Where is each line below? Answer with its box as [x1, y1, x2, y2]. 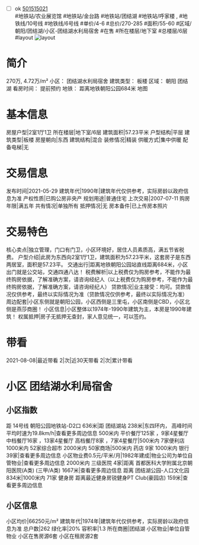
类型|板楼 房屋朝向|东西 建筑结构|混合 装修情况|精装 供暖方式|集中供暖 [11, 136, 182, 143]
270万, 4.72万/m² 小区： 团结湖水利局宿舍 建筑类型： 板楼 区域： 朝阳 [6, 77, 176, 84]
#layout [14, 34, 34, 41]
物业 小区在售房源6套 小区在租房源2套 [6, 532, 99, 540]
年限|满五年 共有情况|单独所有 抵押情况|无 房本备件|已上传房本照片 [6, 202, 168, 209]
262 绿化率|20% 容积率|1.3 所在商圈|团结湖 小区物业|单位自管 [40, 525, 190, 532]
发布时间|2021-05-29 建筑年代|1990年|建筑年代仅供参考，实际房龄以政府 [6, 187, 184, 194]
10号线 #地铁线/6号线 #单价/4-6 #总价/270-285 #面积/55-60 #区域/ [27, 20, 192, 27]
